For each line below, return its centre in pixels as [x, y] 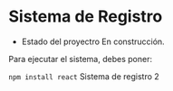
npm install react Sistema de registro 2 [84, 76]
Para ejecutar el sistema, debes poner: [81, 59]
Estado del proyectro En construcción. [93, 41]
